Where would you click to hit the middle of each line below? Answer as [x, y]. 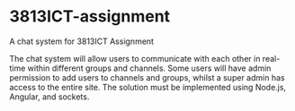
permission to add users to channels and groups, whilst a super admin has [147, 77]
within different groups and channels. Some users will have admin [149, 68]
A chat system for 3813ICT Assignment [82, 41]
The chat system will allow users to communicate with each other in [135, 58]
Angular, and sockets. [49, 97]
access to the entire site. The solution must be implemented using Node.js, [147, 87]
